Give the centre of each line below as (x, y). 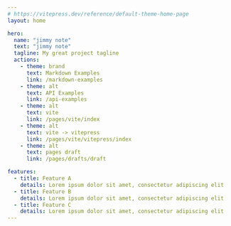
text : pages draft (53, 152)
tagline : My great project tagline (66, 53)
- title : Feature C (43, 205)
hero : (15, 33)
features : (22, 172)
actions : (27, 60)
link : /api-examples (57, 99)
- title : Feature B (43, 192)
